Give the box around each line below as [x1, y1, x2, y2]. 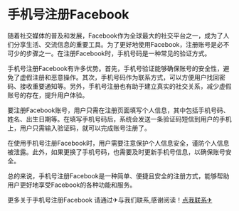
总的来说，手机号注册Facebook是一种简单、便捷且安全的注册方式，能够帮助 [7, 171, 230, 180]
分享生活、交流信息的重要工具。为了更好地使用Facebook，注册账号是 [13, 40, 217, 48]
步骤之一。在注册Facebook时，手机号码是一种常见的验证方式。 [26, 49, 211, 58]
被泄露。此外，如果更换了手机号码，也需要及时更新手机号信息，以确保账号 [7, 147, 225, 156]
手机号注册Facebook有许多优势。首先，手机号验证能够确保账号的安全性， [7, 64, 223, 72]
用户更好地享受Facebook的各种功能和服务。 [7, 180, 137, 189]
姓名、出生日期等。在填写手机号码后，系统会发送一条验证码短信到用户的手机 [7, 114, 232, 123]
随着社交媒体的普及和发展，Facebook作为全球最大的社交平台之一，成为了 [7, 31, 223, 40]
